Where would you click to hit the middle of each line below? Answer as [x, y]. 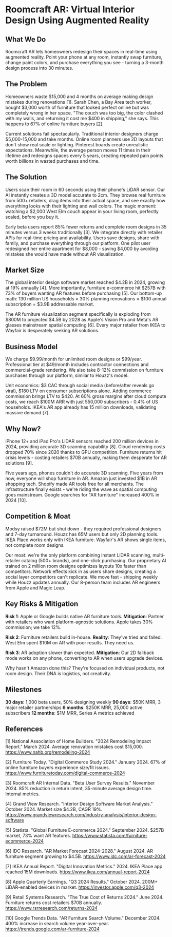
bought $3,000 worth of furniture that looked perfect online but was [77, 107]
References [24, 729]
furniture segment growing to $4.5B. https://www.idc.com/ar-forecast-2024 [85, 856]
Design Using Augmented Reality [78, 20]
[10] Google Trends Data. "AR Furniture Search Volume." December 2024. [83, 918]
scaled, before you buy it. [32, 217]
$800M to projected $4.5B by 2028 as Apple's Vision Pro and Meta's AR [82, 320]
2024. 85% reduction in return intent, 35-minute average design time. [79, 789]
